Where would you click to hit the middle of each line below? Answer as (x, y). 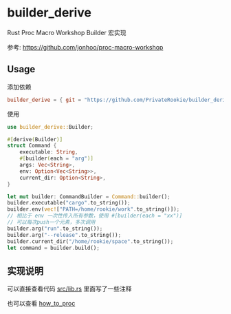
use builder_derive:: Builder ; (51, 127)
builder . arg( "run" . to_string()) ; (55, 229)
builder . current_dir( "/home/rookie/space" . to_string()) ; (90, 241)
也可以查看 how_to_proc (41, 304)
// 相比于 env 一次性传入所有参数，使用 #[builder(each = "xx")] (95, 216)
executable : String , (49, 152)
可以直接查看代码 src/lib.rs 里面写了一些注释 (69, 289)
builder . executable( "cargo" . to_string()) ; (69, 203)
